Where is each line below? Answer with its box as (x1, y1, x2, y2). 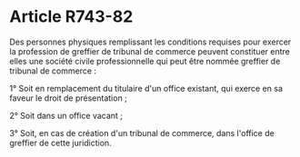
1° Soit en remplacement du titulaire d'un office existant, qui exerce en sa (9, 83, 284, 93)
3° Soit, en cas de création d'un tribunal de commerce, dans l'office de (9, 127, 275, 138)
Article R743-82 (9, 6, 134, 27)
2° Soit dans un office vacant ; (9, 110, 124, 121)
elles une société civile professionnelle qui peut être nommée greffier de (9, 55, 281, 66)
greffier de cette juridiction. (9, 137, 112, 148)
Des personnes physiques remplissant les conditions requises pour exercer (9, 36, 292, 47)
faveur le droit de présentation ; (9, 93, 127, 103)
